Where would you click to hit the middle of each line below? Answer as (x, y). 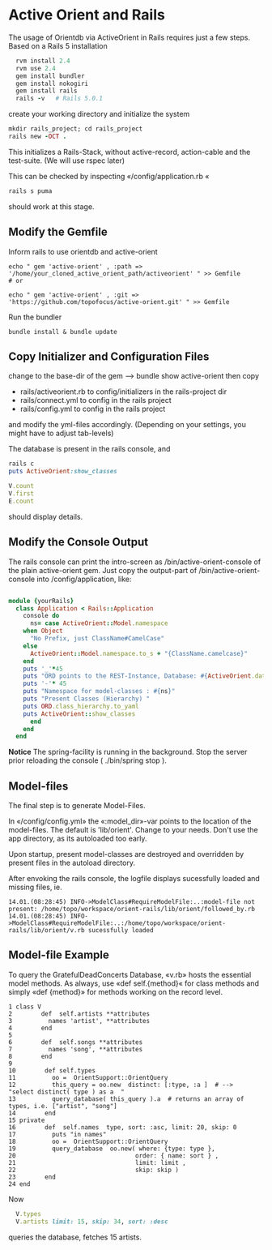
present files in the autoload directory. (72, 863)
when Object (43, 631)
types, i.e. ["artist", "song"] (63, 1106)
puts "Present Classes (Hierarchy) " (87, 699)
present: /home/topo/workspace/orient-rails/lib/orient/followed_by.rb (132, 910)
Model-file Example (59, 955)
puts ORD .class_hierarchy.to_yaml (81, 706)
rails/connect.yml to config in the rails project (96, 400)
